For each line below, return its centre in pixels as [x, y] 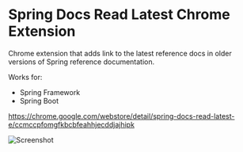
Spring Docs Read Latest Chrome [120, 15]
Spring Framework [50, 92]
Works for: [25, 77]
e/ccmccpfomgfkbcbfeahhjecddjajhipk [71, 124]
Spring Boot [39, 101]
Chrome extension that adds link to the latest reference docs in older [120, 53]
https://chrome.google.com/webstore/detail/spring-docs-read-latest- [121, 116]
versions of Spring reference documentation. [82, 62]
